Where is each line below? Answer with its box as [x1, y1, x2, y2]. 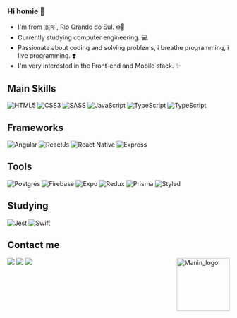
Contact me [7, 239, 60, 251]
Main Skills [7, 82, 56, 94]
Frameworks [7, 121, 64, 133]
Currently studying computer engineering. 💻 [17, 33, 148, 42]
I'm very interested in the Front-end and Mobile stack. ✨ [17, 61, 181, 70]
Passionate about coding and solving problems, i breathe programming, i [17, 44, 229, 52]
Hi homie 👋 [7, 6, 45, 16]
